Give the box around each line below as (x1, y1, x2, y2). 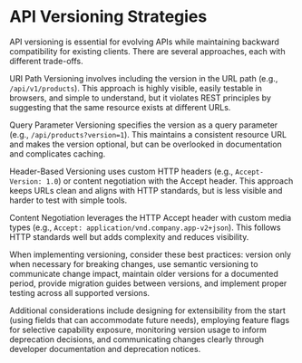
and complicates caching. (9, 148, 106, 159)
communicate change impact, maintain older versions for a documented (9, 268, 278, 279)
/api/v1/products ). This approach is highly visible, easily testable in (9, 82, 263, 93)
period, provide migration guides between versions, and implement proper (9, 278, 287, 289)
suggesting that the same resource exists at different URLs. (9, 101, 231, 112)
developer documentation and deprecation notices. (9, 343, 201, 354)
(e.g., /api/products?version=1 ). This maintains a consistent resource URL (9, 129, 287, 139)
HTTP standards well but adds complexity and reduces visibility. (9, 231, 249, 242)
